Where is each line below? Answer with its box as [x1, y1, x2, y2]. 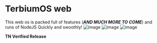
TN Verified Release [5, 33, 46, 39]
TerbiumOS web [5, 3, 72, 14]
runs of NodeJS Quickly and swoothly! [5, 24, 82, 30]
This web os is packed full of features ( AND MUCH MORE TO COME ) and [5, 19, 153, 25]
